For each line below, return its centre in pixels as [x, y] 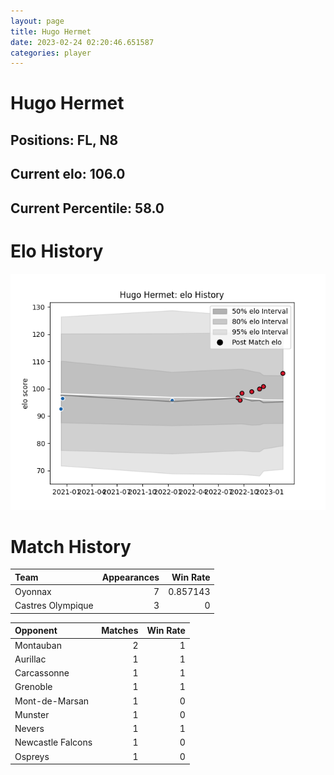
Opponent [36, 631]
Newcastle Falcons [53, 742]
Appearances [130, 577]
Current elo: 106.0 [68, 174]
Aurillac [30, 659]
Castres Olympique [54, 606]
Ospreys [32, 756]
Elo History [57, 251]
